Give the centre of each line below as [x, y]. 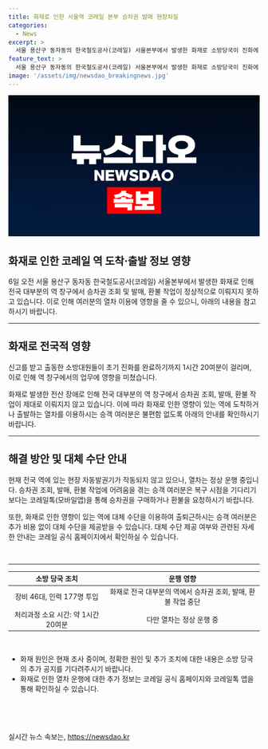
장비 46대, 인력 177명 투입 [57, 597]
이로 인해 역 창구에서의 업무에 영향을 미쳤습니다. [83, 377]
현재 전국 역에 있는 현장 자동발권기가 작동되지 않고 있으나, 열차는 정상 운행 [123, 479]
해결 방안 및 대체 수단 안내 [68, 459]
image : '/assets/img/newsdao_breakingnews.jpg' [89, 76]
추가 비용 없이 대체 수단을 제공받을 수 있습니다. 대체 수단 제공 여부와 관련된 [124, 526]
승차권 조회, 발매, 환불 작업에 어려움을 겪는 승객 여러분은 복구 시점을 [124, 490]
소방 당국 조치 [57, 579]
